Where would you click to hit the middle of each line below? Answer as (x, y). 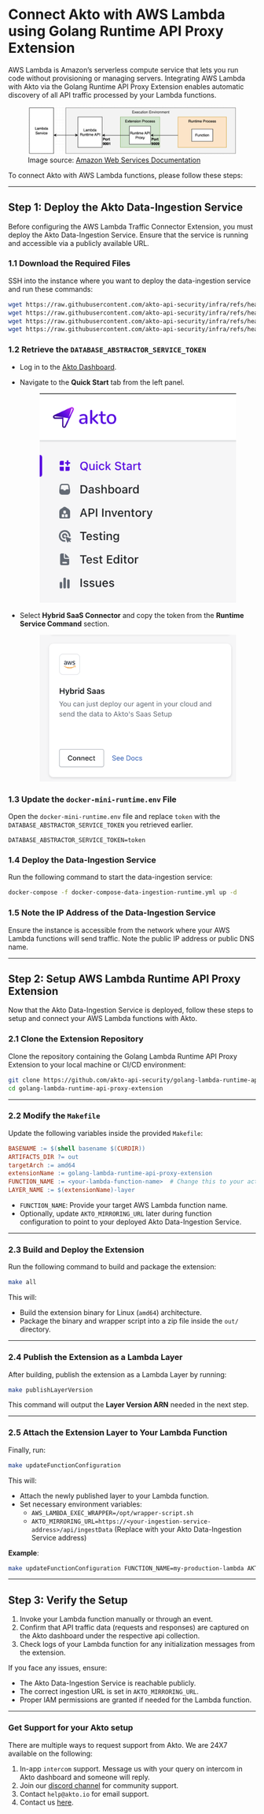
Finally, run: (27, 1450)
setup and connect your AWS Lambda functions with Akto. (103, 1019)
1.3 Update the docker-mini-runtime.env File (92, 799)
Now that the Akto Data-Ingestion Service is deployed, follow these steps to (131, 1010)
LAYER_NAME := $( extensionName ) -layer (71, 1190)
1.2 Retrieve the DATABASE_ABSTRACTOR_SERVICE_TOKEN (107, 350)
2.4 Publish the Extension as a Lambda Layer (95, 1358)
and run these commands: (50, 289)
